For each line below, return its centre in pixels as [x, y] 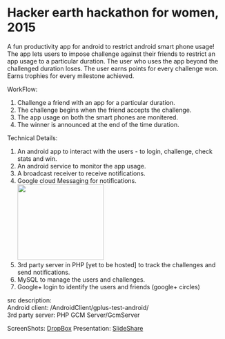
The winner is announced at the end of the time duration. [98, 124]
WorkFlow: [22, 89]
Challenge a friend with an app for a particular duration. [96, 102]
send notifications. [43, 272]
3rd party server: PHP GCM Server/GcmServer [74, 315]
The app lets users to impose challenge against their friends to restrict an [111, 54]
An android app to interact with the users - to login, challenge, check [115, 151]
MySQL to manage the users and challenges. [81, 279]
